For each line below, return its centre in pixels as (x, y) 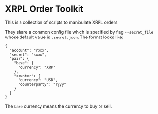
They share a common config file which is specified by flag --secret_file (79, 32)
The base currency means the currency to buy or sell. (59, 106)
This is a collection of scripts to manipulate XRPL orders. (62, 22)
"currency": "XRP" (37, 67)
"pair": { (19, 59)
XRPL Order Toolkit (44, 9)
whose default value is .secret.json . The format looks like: (64, 37)
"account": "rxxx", (29, 50)
